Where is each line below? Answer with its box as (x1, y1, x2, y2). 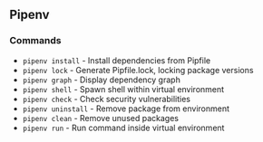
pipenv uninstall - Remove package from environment (22, 103, 229, 114)
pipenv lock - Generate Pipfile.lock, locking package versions (22, 64, 254, 75)
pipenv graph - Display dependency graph (22, 74, 181, 85)
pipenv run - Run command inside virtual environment (22, 122, 225, 133)
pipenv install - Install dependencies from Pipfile (22, 54, 211, 66)
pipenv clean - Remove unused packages (22, 112, 180, 123)
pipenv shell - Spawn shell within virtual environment (22, 83, 225, 94)
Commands (9, 34, 62, 47)
